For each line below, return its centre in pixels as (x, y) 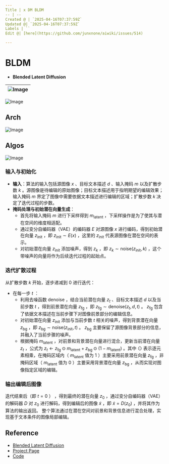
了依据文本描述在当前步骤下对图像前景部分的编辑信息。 (77, 314)
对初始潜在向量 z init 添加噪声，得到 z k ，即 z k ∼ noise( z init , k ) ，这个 (91, 249)
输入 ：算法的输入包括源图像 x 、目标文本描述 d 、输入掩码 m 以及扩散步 (87, 184)
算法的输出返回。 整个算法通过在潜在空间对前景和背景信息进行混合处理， (81, 410)
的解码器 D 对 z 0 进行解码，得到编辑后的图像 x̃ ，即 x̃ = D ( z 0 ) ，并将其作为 (83, 404)
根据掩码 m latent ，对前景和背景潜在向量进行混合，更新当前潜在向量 (90, 341)
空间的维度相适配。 (44, 223)
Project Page (26, 450)
